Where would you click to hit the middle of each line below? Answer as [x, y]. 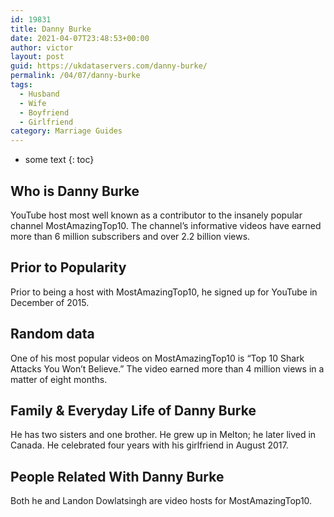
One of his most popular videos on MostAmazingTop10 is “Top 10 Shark [157, 358]
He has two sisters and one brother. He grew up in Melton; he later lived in [163, 435]
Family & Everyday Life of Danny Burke [133, 410]
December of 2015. [50, 302]
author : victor [42, 47]
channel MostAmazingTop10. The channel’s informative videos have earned [166, 225]
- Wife [33, 103]
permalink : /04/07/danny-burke [75, 76]
